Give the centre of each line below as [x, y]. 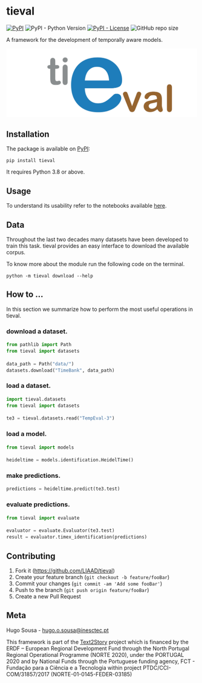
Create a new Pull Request [48, 596]
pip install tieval [31, 161]
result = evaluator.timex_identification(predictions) [77, 537]
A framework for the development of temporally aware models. [85, 39]
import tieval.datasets [36, 399]
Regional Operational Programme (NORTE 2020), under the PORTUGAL [95, 654]
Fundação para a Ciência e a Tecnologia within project [74, 668]
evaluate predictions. [38, 505]
